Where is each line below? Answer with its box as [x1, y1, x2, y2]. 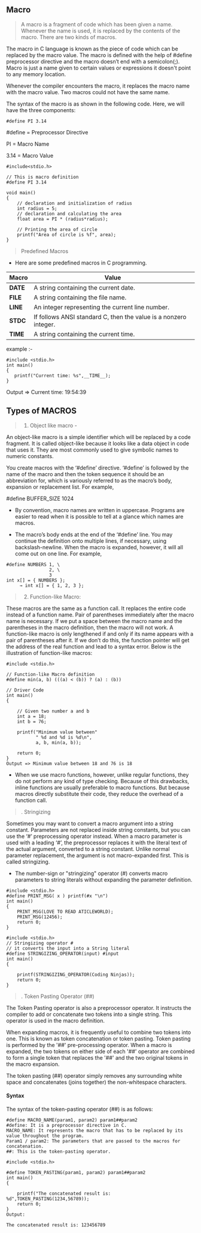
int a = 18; [17, 713, 47, 719]
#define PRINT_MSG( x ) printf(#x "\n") [6, 893, 109, 899]
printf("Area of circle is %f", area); [17, 231, 117, 237]
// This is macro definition [6, 174, 79, 180]
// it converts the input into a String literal [6, 945, 130, 951]
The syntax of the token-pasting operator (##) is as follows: [6, 1105, 154, 1112]
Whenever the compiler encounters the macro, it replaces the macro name [6, 82, 190, 89]
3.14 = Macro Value [6, 152, 54, 159]
